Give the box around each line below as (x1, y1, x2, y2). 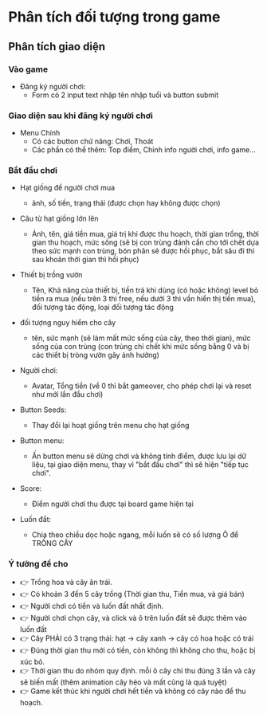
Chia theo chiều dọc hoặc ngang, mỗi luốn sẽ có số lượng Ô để (31, 530, 239, 539)
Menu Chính (19, 128, 61, 138)
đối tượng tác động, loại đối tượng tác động (31, 303, 174, 312)
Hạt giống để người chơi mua (19, 183, 116, 193)
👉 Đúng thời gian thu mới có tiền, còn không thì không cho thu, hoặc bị (19, 645, 256, 655)
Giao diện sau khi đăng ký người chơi (8, 110, 153, 121)
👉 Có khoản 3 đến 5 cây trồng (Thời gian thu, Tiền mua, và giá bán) (19, 589, 245, 598)
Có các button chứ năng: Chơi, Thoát (31, 136, 154, 147)
